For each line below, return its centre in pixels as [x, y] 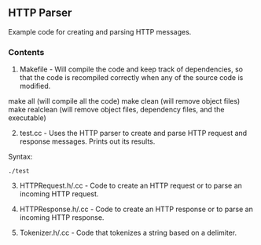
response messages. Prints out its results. [87, 141]
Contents [26, 52]
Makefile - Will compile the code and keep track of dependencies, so [131, 69]
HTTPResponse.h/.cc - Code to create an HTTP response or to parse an [136, 209]
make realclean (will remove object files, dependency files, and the [116, 110]
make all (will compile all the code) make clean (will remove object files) [124, 101]
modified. [35, 86]
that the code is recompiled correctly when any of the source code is [131, 78]
